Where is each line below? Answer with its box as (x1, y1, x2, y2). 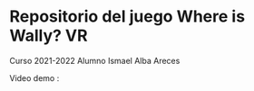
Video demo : (9, 72, 60, 83)
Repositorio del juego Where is (9, 6, 246, 27)
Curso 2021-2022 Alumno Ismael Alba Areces (9, 55, 181, 66)
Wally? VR (9, 25, 88, 46)
